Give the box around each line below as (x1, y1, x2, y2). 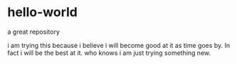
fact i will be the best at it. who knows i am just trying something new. (7, 49, 211, 57)
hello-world (7, 4, 78, 20)
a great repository (7, 27, 60, 36)
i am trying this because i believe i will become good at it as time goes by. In (7, 41, 231, 49)
